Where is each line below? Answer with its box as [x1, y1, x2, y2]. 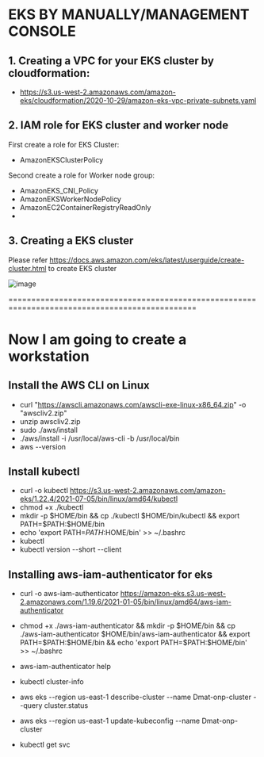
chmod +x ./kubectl [19, 503, 84, 512]
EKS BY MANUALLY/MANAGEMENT [8, 6, 250, 24]
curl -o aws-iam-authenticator [19, 589, 119, 598]
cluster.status [44, 701, 89, 710]
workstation [8, 347, 90, 365]
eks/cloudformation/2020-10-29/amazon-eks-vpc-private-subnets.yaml [19, 96, 257, 105]
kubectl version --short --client [19, 545, 122, 554]
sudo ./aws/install [19, 425, 78, 434]
